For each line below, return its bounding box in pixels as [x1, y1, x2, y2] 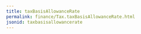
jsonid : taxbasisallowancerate [6, 19, 83, 25]
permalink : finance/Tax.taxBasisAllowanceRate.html [6, 14, 135, 20]
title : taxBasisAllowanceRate [6, 8, 80, 14]
